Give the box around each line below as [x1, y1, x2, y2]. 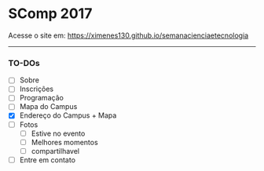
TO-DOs [8, 57, 41, 68]
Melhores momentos [31, 137, 98, 147]
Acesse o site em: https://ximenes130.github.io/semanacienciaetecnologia [8, 31, 249, 40]
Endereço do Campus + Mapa [19, 111, 117, 120]
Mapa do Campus [19, 102, 78, 111]
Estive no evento [31, 129, 86, 138]
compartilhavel [31, 146, 80, 155]
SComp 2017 [8, 5, 93, 23]
